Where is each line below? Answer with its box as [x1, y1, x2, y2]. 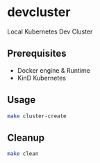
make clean [7, 150, 39, 157]
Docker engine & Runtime [17, 66, 90, 74]
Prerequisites [7, 48, 67, 59]
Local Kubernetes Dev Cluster [7, 27, 93, 36]
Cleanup [7, 132, 45, 143]
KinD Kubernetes [17, 73, 66, 82]
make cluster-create [7, 113, 67, 120]
